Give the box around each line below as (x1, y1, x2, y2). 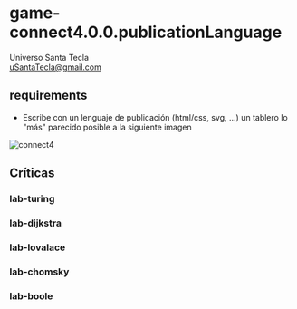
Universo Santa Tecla (9, 52, 89, 63)
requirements (9, 88, 88, 103)
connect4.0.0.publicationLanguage (9, 22, 283, 43)
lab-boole (9, 289, 53, 302)
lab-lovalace (9, 241, 66, 254)
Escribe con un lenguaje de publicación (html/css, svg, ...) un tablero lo (22, 111, 288, 122)
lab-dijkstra (9, 217, 62, 229)
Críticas (9, 166, 55, 181)
